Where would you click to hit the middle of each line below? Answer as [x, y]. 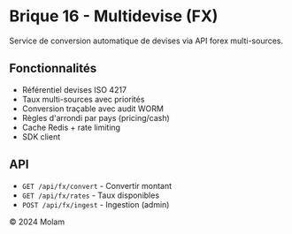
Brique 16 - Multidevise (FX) [114, 16]
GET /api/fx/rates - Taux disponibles [91, 195]
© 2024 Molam [37, 222]
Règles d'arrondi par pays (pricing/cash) [96, 117]
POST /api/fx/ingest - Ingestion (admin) [96, 204]
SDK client [41, 136]
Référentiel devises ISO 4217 [74, 89]
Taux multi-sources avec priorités [83, 99]
